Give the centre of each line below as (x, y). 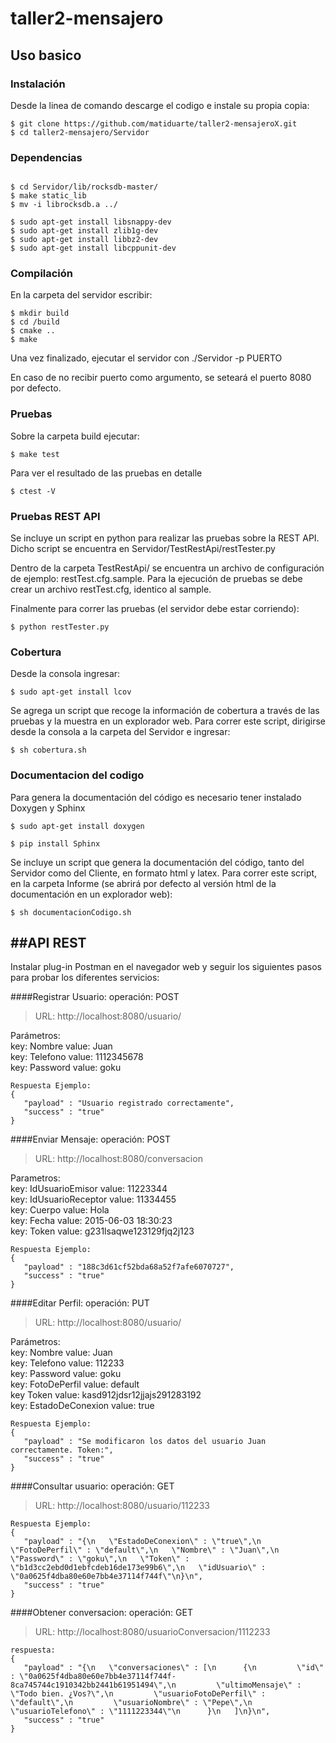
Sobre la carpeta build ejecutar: (75, 436)
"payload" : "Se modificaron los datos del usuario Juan (145, 1442)
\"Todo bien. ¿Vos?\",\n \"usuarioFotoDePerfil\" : (138, 1694)
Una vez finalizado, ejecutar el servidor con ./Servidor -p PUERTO (146, 358)
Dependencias (46, 157)
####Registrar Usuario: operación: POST (95, 997)
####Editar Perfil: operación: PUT (80, 1303)
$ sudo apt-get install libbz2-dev (84, 240)
